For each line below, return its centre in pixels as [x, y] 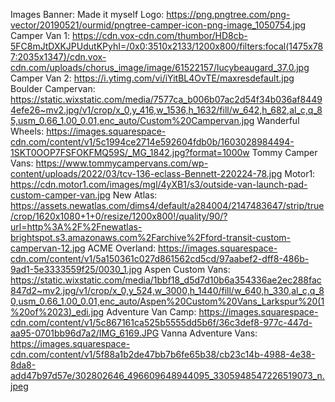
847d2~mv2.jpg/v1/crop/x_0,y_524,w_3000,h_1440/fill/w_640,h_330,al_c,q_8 [167, 290]
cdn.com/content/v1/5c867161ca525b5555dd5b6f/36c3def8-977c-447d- [161, 322]
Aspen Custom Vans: [187, 269]
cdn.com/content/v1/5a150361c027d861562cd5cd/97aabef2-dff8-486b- [160, 258]
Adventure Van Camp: [151, 312]
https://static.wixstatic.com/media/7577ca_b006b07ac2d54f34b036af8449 [166, 99]
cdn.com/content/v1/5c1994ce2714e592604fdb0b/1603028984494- [152, 142]
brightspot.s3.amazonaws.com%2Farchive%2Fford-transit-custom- [150, 237]
